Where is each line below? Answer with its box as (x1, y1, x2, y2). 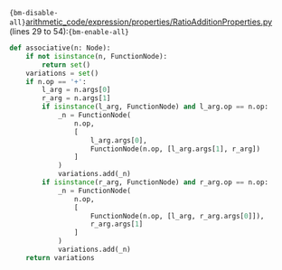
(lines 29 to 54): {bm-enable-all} (9, 26, 129, 36)
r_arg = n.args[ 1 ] (42, 94, 111, 103)
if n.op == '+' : (25, 77, 88, 86)
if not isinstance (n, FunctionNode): (25, 51, 168, 61)
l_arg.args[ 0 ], (89, 135, 147, 144)
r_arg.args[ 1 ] (89, 219, 144, 229)
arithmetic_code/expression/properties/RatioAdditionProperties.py (25, 16, 273, 27)
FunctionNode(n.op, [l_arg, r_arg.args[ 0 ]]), (89, 211, 265, 220)
